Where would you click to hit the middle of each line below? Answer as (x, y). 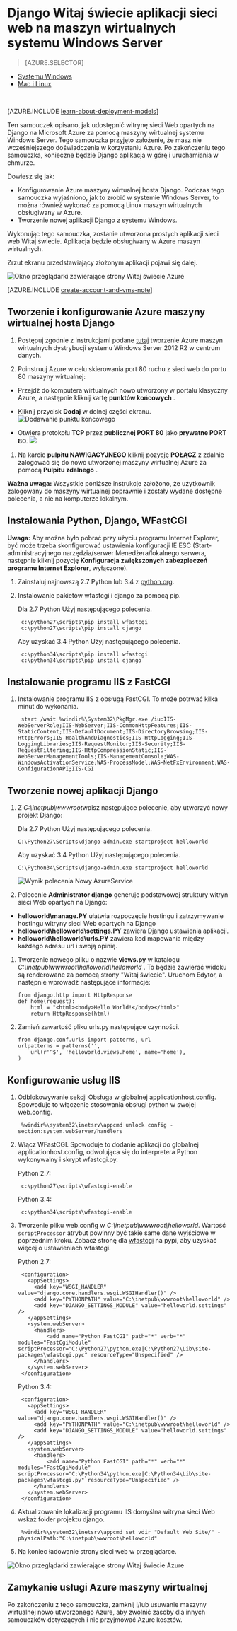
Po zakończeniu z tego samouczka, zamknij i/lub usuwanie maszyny (107, 1604)
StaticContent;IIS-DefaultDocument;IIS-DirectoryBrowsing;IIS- (113, 732)
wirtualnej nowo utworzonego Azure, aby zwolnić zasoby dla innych (106, 1612)
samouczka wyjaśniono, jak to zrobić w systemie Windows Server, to (118, 197)
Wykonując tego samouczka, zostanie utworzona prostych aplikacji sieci (113, 233)
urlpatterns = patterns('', (59, 1046)
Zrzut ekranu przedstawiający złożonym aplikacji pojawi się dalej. (103, 262)
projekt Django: (40, 815)
